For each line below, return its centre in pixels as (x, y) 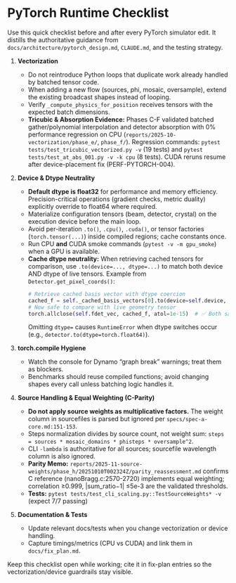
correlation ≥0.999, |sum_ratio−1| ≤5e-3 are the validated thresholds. (128, 486)
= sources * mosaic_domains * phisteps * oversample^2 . (111, 442)
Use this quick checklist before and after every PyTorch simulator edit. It (112, 32)
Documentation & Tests (52, 515)
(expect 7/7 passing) (58, 501)
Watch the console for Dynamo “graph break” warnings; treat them (125, 362)
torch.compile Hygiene (52, 348)
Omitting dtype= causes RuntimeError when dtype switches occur (123, 327)
